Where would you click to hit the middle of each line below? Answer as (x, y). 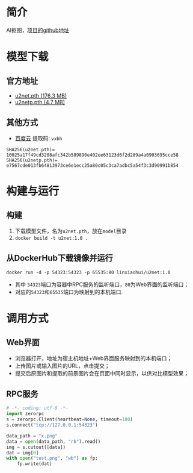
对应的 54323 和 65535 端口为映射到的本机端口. (69, 292)
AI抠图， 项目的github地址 (38, 30)
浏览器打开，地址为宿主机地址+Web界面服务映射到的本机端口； (93, 358)
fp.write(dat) (35, 464)
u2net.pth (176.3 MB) (41, 96)
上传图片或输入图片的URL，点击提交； (62, 366)
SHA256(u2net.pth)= (31, 149)
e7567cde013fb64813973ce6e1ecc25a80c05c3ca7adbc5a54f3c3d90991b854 (93, 165)
